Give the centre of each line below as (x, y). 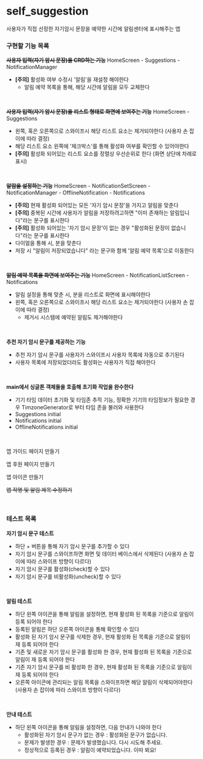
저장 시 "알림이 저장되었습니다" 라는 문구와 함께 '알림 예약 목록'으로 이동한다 (105, 251)
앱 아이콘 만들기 (25, 477)
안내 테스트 (19, 714)
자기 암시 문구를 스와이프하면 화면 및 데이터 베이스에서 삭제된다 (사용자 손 (101, 554)
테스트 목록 (21, 519)
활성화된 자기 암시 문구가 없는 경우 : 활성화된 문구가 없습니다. (95, 735)
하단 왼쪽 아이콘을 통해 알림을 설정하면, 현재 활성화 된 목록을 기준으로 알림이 (105, 614)
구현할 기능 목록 (28, 45)
